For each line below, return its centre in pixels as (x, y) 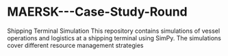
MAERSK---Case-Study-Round (97, 12)
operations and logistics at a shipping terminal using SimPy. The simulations (114, 38)
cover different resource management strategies (75, 45)
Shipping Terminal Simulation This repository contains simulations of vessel (114, 31)
